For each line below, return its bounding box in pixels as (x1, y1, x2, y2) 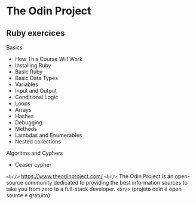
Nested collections (14, 138, 62, 145)
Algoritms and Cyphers (6, 149, 63, 157)
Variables (14, 81, 38, 88)
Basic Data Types (14, 75, 59, 81)
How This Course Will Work (14, 56, 82, 62)
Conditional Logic (14, 94, 59, 100)
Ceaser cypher (14, 161, 52, 168)
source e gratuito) (6, 192, 51, 198)
